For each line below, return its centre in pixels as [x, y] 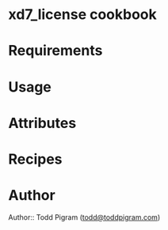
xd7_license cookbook [82, 15]
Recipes [35, 159]
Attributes [42, 123]
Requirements [55, 51]
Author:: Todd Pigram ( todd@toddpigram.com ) [84, 217]
